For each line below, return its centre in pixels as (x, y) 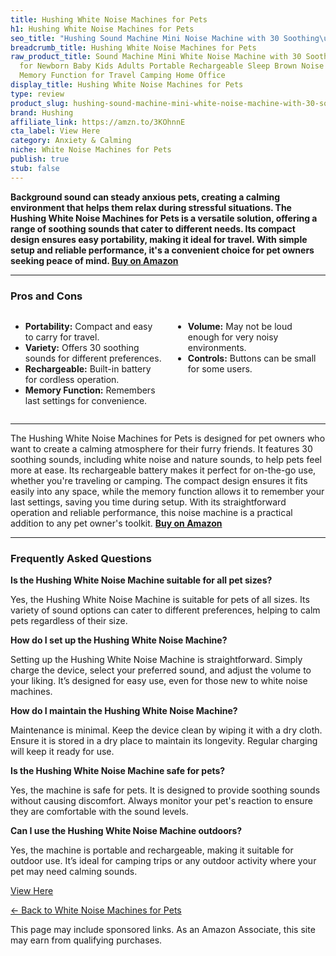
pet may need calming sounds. (74, 872)
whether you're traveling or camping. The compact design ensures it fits (159, 480)
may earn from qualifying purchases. (86, 940)
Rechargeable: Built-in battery (88, 368)
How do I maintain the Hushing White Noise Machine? (124, 711)
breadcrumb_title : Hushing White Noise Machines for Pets (133, 47)
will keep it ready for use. (62, 752)
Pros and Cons (46, 296)
